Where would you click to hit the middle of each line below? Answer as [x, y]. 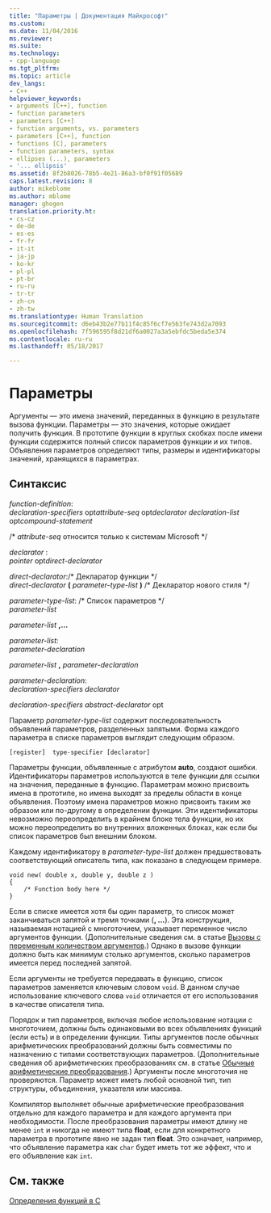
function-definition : [41, 503]
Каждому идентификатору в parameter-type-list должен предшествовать [135, 851]
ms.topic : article [40, 76]
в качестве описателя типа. [57, 1004]
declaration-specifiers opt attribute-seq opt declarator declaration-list [125, 512]
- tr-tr [22, 294]
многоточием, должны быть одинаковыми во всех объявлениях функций [135, 1028]
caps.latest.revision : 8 [51, 181]
